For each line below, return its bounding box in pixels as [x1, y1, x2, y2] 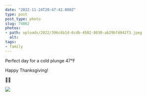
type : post [5, 12, 28, 17]
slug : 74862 [5, 21, 30, 26]
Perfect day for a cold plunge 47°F [5, 57, 75, 63]
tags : [5, 40, 16, 45]
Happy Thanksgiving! [5, 67, 48, 73]
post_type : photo [5, 16, 41, 21]
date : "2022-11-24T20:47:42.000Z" [5, 7, 76, 12]
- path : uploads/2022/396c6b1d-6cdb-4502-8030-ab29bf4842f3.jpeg [5, 30, 142, 35]
